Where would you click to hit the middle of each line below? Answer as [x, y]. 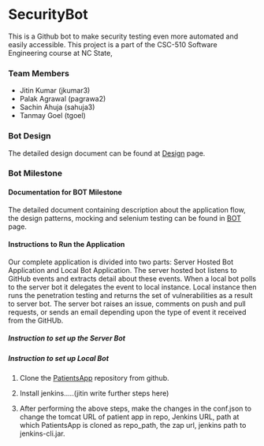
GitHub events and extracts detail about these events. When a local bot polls [132, 278]
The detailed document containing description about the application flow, [127, 209]
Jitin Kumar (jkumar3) [55, 90]
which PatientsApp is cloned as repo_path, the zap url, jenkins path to [133, 426]
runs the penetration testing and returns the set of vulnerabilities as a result [130, 295]
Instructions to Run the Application [67, 245]
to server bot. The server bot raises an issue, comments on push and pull [127, 304]
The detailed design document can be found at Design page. [107, 153]
